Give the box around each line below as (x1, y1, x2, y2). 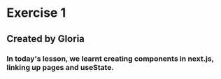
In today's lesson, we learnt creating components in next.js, (6, 54, 214, 64)
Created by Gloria (6, 33, 85, 45)
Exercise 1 (6, 5, 66, 21)
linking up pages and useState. (6, 62, 115, 72)
